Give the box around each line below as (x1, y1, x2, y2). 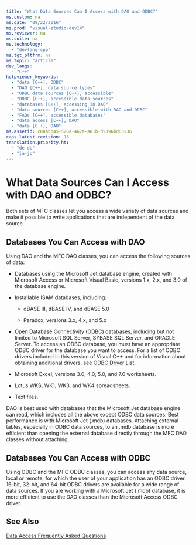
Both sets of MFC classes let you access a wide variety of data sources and (6, 208, 189, 215)
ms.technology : (6, 42, 43, 48)
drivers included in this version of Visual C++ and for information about (14, 353, 186, 360)
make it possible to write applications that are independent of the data (6, 214, 175, 221)
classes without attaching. (6, 436, 69, 443)
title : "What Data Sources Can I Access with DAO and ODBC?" (6, 8, 159, 15)
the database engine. (14, 283, 66, 290)
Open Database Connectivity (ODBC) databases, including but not (14, 328, 174, 335)
